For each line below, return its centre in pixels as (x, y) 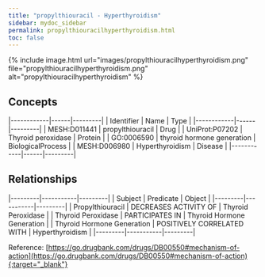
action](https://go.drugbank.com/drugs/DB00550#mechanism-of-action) (128, 256)
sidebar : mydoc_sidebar (48, 23)
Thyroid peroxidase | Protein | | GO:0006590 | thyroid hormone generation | (132, 138)
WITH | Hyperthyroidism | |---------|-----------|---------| (102, 232)
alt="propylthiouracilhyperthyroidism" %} (76, 77)
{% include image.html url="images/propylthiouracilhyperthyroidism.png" (128, 60)
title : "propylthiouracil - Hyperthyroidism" (84, 15)
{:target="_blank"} (38, 264)
